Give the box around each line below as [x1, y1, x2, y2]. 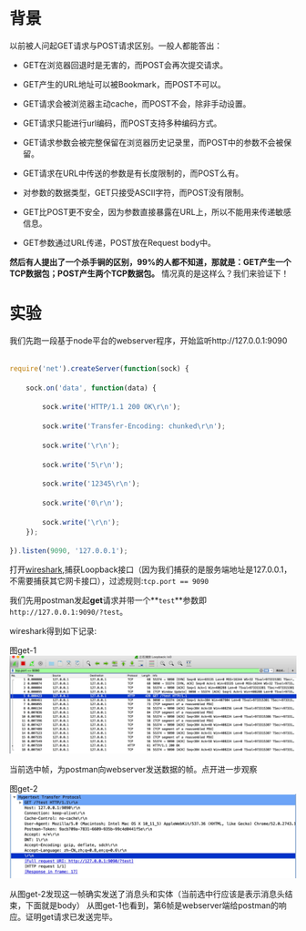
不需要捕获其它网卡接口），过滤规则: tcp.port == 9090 [9, 576, 209, 587]
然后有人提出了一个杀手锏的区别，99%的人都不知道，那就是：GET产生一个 [9, 256, 291, 267]
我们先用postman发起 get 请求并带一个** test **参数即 [9, 595, 208, 606]
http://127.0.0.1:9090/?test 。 [9, 607, 128, 618]
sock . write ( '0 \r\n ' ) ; [42, 498, 125, 507]
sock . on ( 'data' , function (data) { [25, 384, 157, 393]
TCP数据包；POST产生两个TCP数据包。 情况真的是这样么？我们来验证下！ [9, 268, 290, 279]
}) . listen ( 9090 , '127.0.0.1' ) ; [9, 547, 128, 556]
